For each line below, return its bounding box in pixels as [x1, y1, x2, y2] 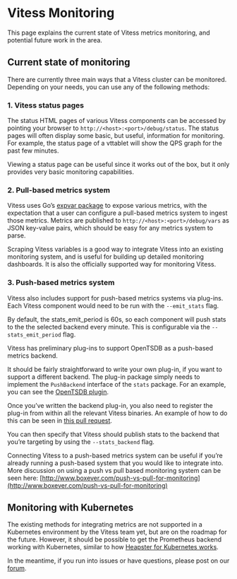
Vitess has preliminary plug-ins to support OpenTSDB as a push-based [7, 344, 214, 352]
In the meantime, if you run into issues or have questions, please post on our [7, 556, 230, 565]
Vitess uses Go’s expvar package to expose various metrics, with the [7, 201, 207, 210]
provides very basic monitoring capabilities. [7, 168, 135, 176]
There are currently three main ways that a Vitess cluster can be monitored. [7, 75, 227, 83]
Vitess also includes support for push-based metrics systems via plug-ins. [7, 293, 224, 302]
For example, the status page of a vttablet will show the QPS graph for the [7, 139, 222, 148]
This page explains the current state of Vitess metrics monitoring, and [7, 28, 210, 37]
